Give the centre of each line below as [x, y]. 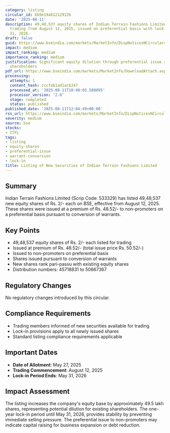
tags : [11, 137]
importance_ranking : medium [35, 57]
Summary [21, 186]
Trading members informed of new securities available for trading [81, 326]
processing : [18, 76]
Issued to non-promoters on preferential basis [60, 254]
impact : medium [21, 48]
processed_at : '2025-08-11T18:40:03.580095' [57, 90]
